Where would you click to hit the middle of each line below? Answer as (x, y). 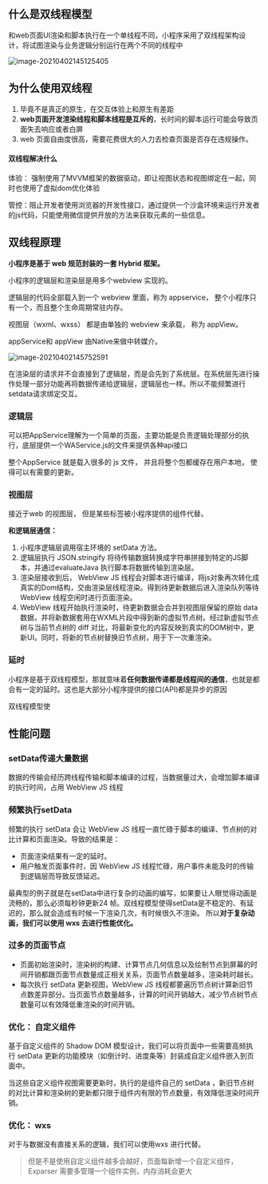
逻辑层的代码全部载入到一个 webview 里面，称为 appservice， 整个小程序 (129, 297)
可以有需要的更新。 (46, 472)
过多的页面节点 (37, 945)
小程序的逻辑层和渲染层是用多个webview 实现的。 (91, 280)
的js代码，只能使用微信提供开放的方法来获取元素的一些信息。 (109, 215)
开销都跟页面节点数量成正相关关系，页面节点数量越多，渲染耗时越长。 (142, 974)
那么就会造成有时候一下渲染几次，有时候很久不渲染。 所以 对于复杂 (138, 912)
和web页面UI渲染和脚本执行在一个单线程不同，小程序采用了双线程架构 (124, 35)
